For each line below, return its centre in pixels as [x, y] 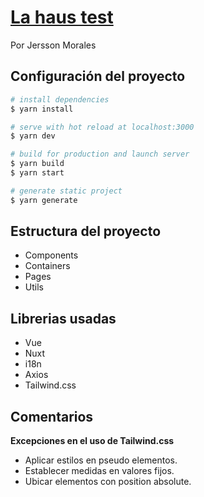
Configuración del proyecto [98, 76]
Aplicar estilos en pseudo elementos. [101, 460]
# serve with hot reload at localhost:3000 [102, 127]
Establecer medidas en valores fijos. [99, 471]
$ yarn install [42, 109]
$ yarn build [37, 164]
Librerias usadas [63, 318]
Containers [47, 266]
